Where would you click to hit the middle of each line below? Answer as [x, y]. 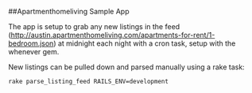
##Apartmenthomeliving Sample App [69, 11]
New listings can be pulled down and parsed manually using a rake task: [126, 67]
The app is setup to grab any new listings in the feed [94, 26]
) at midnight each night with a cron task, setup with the [144, 43]
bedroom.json [31, 43]
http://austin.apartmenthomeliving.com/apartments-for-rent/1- [113, 35]
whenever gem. [34, 52]
